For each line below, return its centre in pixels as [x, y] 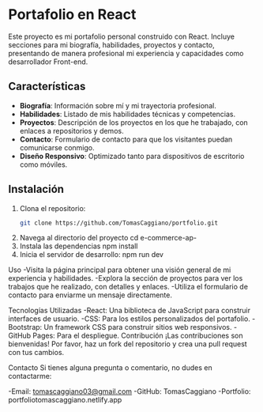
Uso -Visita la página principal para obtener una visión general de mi [120, 270]
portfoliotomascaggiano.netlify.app [65, 400]
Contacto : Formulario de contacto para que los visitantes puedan [126, 139]
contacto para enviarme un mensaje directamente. [90, 295]
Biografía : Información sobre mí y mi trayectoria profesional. [118, 105]
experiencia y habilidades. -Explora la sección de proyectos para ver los [126, 278]
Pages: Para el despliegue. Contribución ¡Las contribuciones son [138, 336]
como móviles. [43, 164]
